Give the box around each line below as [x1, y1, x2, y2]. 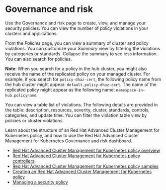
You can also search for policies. [5, 56, 72, 62]
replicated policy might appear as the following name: [5, 87, 115, 93]
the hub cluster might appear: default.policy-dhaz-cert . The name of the [5, 81, 157, 88]
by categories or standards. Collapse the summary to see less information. [5, 51, 158, 57]
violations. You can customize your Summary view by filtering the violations [5, 45, 161, 51]
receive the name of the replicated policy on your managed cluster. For [5, 71, 151, 77]
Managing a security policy [12, 179, 68, 185]
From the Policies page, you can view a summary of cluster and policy [5, 40, 149, 46]
